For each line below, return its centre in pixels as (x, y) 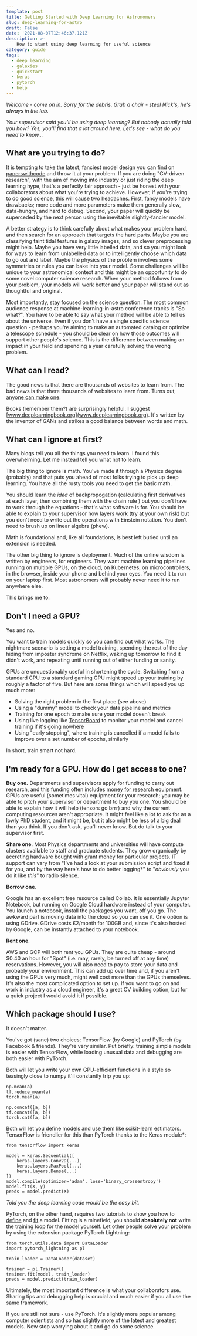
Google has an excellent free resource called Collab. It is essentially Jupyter (98, 898)
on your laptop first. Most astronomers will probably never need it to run (93, 580)
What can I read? (38, 371)
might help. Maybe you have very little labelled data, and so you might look (96, 247)
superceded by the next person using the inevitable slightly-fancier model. (96, 217)
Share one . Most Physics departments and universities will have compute (95, 844)
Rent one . (18, 941)
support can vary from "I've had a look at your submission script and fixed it (98, 863)
